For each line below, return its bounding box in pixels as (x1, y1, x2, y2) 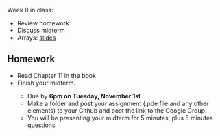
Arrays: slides (16, 33, 56, 42)
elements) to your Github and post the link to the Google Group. (27, 106, 207, 115)
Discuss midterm (16, 27, 65, 34)
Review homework (16, 19, 70, 27)
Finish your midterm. (16, 79, 76, 87)
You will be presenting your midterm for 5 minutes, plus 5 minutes (27, 113, 214, 122)
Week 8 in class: (7, 6, 53, 14)
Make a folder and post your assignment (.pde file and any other (27, 99, 209, 107)
